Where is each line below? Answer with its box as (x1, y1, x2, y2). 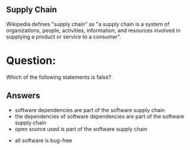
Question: (6, 54, 56, 67)
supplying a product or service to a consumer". (6, 33, 122, 40)
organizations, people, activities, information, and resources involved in (6, 27, 181, 34)
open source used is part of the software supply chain (14, 125, 148, 132)
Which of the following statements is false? (6, 74, 112, 81)
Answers (6, 91, 40, 101)
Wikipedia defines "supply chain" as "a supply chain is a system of (6, 20, 170, 27)
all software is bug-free (14, 136, 72, 144)
